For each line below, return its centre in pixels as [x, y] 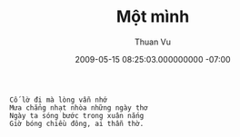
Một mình [153, 17]
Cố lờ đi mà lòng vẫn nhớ [58, 100]
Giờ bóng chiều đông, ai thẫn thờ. [77, 123]
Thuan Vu [153, 42]
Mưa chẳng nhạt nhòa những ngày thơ [79, 108]
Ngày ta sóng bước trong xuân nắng [77, 115]
